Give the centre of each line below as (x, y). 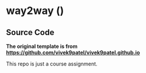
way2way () (35, 11)
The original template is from (42, 46)
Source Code (30, 32)
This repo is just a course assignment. (52, 64)
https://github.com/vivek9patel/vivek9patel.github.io (73, 53)
